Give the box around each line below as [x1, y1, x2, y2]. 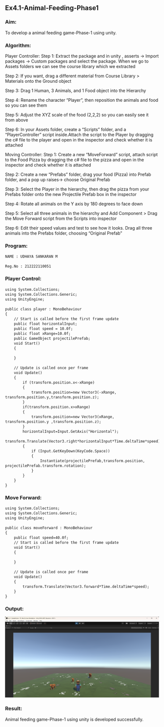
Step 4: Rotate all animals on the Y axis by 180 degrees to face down [5, 201, 143, 207]
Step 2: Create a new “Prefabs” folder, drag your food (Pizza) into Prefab [5, 171, 151, 177]
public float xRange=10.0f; [14, 331, 71, 336]
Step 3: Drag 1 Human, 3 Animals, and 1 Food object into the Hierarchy [5, 88, 146, 94]
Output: [5, 605, 24, 612]
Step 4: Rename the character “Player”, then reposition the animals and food [5, 97, 159, 103]
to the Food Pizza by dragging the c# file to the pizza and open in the [5, 157, 144, 163]
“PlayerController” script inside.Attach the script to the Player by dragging [5, 132, 154, 138]
